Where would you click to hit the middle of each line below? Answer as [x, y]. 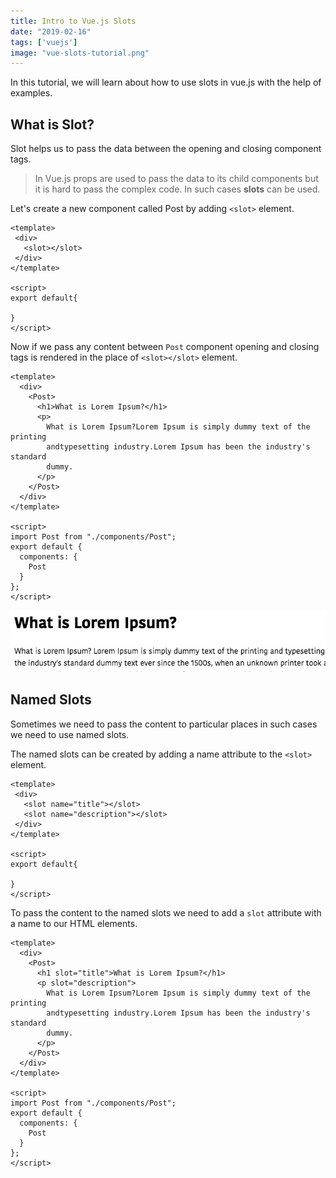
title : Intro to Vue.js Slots [73, 21]
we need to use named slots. [70, 734]
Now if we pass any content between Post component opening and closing [165, 347]
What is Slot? [52, 124]
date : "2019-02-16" [51, 31]
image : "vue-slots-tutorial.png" [80, 53]
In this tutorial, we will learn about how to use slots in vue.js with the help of [166, 82]
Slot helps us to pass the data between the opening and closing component [166, 149]
